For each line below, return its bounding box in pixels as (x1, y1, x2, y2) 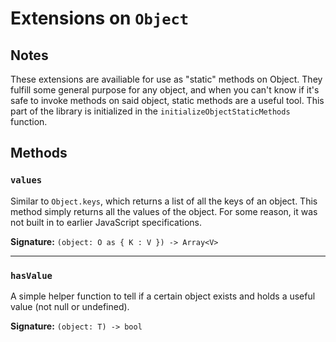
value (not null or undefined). (10, 300, 130, 312)
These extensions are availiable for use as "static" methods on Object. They (10, 73, 323, 85)
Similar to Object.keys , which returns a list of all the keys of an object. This (10, 195, 318, 207)
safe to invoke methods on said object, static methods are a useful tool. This (10, 95, 325, 106)
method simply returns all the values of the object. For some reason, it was (10, 205, 318, 217)
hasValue (10, 270, 53, 281)
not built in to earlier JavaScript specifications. (10, 216, 203, 228)
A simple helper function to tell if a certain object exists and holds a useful (10, 290, 316, 302)
